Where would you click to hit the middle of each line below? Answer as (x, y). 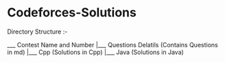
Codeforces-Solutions (72, 13)
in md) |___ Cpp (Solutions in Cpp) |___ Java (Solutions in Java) (95, 52)
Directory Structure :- (37, 32)
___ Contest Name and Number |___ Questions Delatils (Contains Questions (113, 45)
